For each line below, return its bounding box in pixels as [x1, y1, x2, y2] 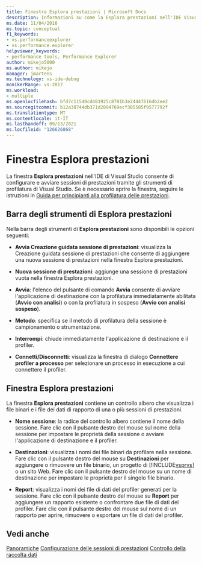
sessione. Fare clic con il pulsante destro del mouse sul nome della [14, 423, 181, 431]
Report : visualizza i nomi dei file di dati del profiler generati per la [14, 486, 177, 493]
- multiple [6, 93, 34, 99]
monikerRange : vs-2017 [6, 82, 63, 88]
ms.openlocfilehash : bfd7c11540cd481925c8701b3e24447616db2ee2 [6, 98, 168, 104]
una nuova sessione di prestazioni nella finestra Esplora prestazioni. [14, 256, 183, 263]
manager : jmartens [6, 71, 52, 77]
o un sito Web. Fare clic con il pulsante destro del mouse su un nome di [14, 467, 192, 475]
